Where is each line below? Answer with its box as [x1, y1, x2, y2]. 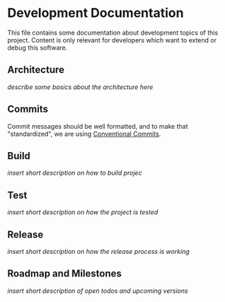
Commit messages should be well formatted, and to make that [7, 122, 189, 130]
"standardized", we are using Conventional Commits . [7, 129, 161, 138]
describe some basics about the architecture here [7, 83, 154, 91]
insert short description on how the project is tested [7, 208, 158, 216]
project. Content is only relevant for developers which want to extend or [7, 35, 217, 44]
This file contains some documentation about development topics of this [7, 28, 219, 37]
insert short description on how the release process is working [7, 248, 190, 255]
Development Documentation [7, 5, 184, 21]
